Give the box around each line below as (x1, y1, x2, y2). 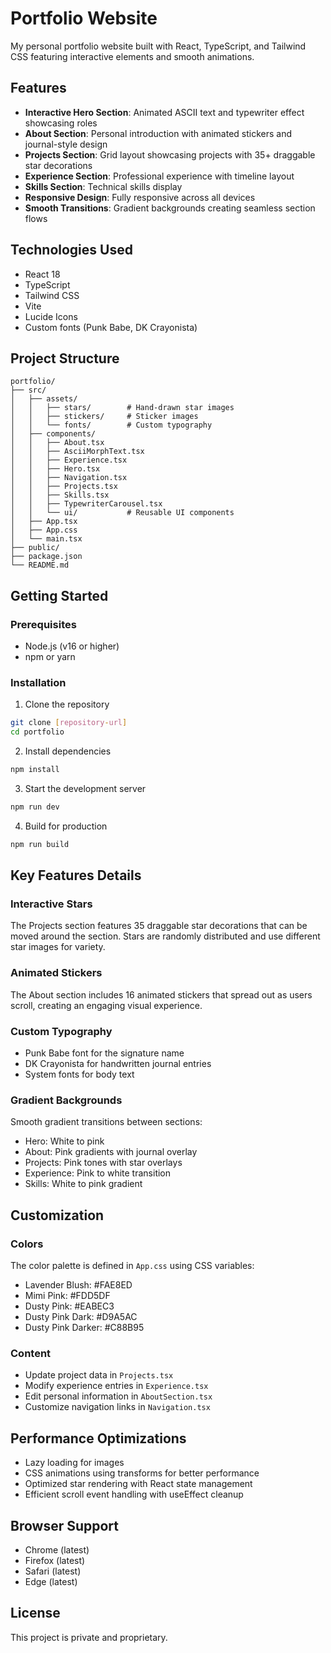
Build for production (24, 820, 108, 832)
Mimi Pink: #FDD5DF (24, 1290, 111, 1301)
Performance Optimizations (10, 1430, 187, 1447)
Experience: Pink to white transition (24, 1167, 172, 1179)
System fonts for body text (24, 1068, 135, 1081)
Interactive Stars (10, 897, 93, 911)
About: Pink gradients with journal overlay (24, 1146, 198, 1158)
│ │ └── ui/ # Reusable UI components (10, 508, 235, 518)
